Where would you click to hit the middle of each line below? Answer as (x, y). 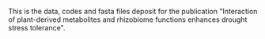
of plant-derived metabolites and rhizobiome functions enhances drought (128, 19)
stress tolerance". (37, 28)
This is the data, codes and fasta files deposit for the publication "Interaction (133, 11)
